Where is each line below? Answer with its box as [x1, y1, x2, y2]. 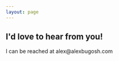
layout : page [5, 9, 39, 15]
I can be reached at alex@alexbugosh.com [5, 48, 114, 55]
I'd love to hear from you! [5, 32, 103, 42]
